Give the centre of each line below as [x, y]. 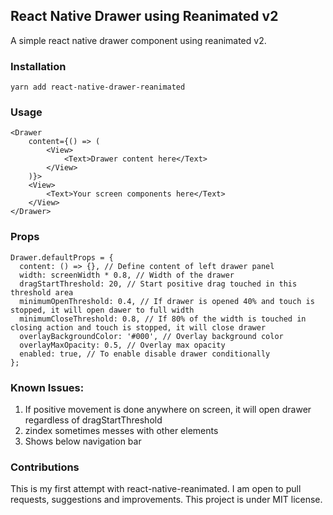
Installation [38, 66]
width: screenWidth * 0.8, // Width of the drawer [127, 275]
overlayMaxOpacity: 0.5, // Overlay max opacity [122, 345]
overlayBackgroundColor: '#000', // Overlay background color [151, 336]
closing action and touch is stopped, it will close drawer [138, 327]
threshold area [42, 292]
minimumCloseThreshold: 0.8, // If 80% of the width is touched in [163, 319]
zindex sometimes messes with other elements [121, 430]
